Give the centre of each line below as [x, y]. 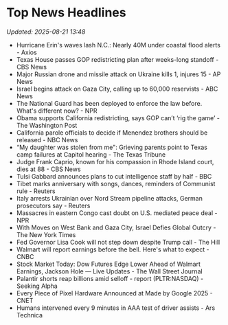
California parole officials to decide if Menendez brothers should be [112, 133]
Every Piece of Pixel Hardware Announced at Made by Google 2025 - [115, 293]
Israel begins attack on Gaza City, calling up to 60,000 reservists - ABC [117, 89]
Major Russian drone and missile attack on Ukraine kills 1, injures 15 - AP [118, 74]
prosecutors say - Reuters [53, 205]
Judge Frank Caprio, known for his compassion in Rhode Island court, [115, 161]
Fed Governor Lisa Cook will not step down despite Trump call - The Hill [118, 242]
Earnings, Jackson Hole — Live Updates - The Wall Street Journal [110, 271]
